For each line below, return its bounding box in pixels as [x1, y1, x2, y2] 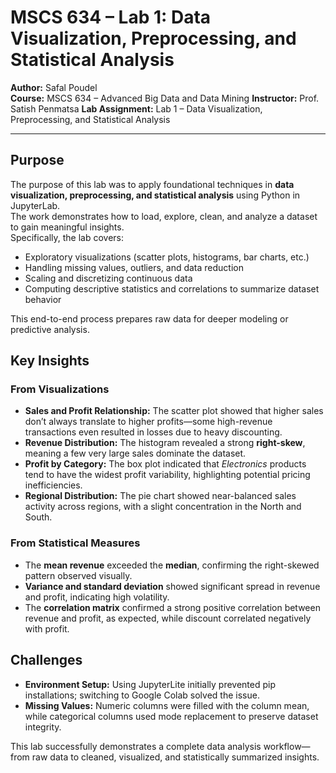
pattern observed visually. [24, 569, 133, 581]
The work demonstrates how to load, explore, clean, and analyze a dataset [10, 210, 318, 222]
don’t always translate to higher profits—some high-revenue [24, 416, 273, 428]
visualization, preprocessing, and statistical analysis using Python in [10, 189, 301, 201]
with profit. [24, 622, 70, 635]
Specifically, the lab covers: [10, 231, 125, 243]
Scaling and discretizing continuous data [24, 272, 193, 284]
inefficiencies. [24, 479, 83, 491]
